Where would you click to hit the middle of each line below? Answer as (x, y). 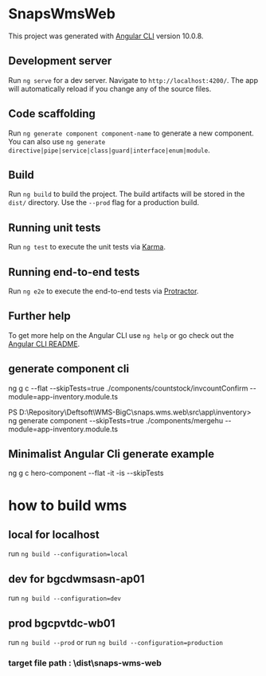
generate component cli (69, 369)
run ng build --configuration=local (68, 554)
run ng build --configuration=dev (65, 598)
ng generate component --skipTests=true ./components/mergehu (116, 420)
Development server (60, 61)
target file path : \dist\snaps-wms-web (85, 662)
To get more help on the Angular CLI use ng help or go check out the (121, 335)
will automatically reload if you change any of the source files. (110, 88)
